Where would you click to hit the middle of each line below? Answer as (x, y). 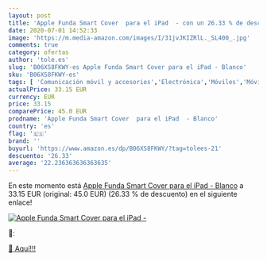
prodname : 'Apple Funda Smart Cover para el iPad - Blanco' (113, 119)
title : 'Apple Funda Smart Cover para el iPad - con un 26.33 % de (126, 23)
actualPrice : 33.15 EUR (48, 89)
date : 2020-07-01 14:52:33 (53, 30)
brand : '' (25, 141)
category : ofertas (39, 52)
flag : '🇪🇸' (28, 133)
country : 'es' (32, 126)
